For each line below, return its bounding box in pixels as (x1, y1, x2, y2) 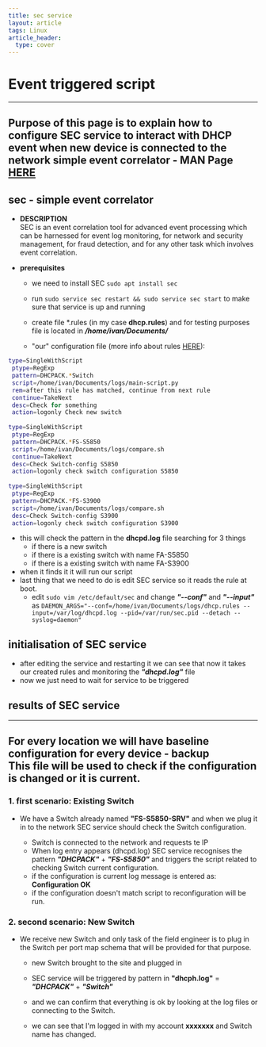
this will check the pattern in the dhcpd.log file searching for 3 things (19, 533, 246, 543)
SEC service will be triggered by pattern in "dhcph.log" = (31, 973, 220, 983)
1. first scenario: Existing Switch (8, 796, 135, 807)
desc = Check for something (11, 401, 97, 409)
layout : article (8, 19, 62, 27)
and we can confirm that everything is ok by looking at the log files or (31, 997, 258, 1007)
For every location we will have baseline (8, 734, 210, 748)
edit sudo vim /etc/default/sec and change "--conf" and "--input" (31, 593, 255, 602)
